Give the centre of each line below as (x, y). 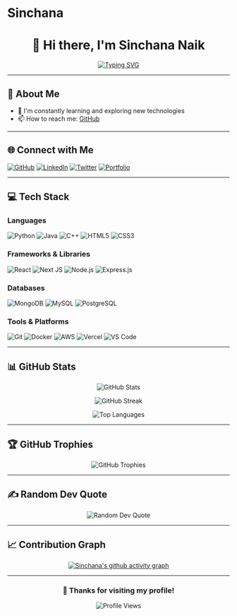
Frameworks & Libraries (49, 254)
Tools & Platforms (38, 321)
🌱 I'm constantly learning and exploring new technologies (101, 110)
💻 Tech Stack (38, 197)
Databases (26, 288)
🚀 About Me (34, 94)
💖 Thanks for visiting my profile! (119, 590)
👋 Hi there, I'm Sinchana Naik (119, 46)
